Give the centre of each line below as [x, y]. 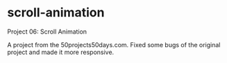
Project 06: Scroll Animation [47, 32]
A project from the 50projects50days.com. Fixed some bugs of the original [114, 45]
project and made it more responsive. [61, 52]
